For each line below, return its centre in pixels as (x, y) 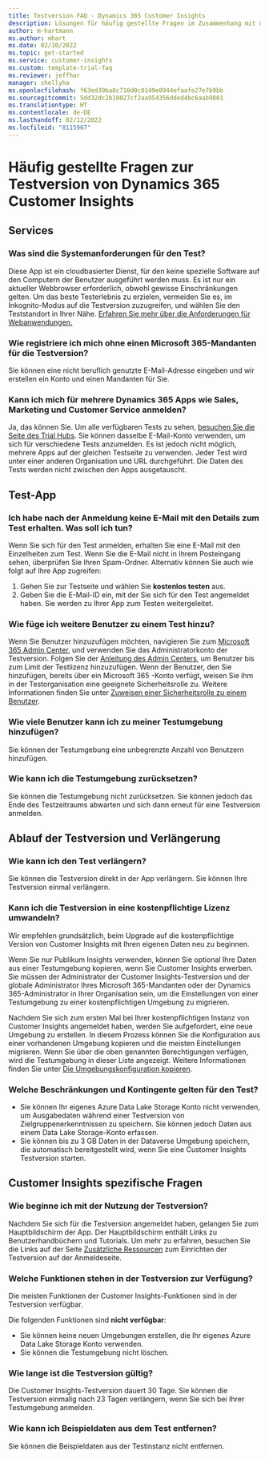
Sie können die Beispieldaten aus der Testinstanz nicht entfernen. (116, 1446)
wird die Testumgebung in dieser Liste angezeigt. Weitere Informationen (127, 1060)
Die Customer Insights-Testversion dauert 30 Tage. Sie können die (118, 1391)
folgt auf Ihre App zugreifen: (55, 571)
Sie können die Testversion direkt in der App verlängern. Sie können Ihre (128, 879)
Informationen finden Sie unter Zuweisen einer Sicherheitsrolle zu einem (127, 693)
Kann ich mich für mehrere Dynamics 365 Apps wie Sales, (123, 399)
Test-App (32, 495)
